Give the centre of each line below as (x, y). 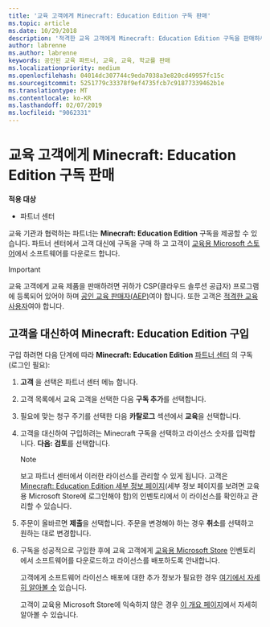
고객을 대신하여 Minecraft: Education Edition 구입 (129, 334)
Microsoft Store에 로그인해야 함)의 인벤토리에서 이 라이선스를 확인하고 (139, 496)
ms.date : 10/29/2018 (43, 31)
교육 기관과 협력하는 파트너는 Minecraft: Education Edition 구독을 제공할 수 (129, 233)
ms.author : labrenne (43, 53)
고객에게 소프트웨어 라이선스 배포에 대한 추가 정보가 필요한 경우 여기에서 (133, 577)
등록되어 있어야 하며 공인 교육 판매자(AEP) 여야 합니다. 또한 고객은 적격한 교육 (137, 296)
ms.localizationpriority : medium (64, 68)
